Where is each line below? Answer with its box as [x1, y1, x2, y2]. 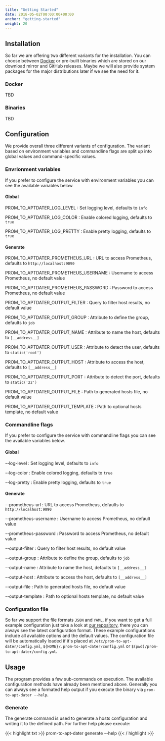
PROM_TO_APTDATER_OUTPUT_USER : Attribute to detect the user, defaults [5, 344, 160, 350]
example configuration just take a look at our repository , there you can [5, 622, 148, 628]
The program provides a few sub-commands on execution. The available [5, 676, 153, 682]
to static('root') [5, 350, 42, 356]
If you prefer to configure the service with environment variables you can [5, 177, 154, 183]
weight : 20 [5, 21, 28, 26]
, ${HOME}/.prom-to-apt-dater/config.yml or [40, 643, 131, 649]
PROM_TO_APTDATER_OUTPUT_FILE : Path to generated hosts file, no [5, 389, 148, 395]
